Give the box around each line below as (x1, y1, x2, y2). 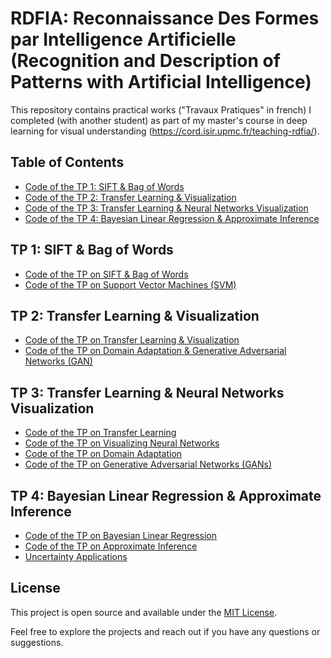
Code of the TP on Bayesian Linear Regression (24, 530, 218, 541)
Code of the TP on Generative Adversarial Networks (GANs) (24, 458, 273, 471)
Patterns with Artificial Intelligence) (10, 71, 312, 94)
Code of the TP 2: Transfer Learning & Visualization (24, 191, 237, 203)
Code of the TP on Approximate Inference (24, 540, 198, 552)
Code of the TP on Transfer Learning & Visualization (24, 334, 240, 346)
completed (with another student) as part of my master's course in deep (10, 114, 308, 126)
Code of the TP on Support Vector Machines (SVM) (24, 278, 237, 291)
